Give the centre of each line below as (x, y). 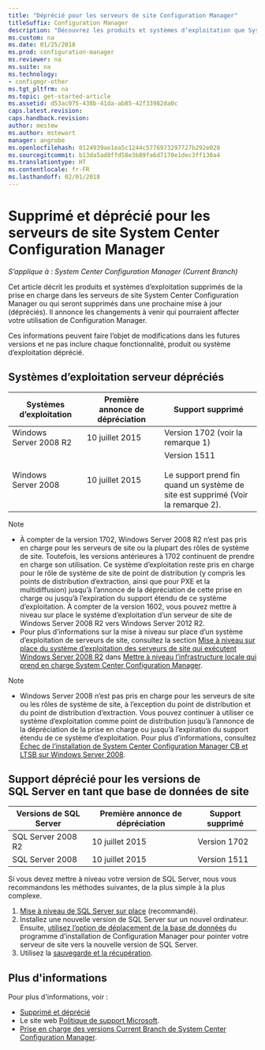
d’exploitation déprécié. (46, 352)
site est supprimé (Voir (206, 494)
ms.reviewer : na (35, 60)
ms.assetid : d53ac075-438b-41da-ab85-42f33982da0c (93, 103)
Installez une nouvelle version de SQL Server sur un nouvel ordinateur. (134, 920)
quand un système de (204, 485)
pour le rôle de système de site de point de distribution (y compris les (132, 572)
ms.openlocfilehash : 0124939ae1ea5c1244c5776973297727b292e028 (114, 148)
